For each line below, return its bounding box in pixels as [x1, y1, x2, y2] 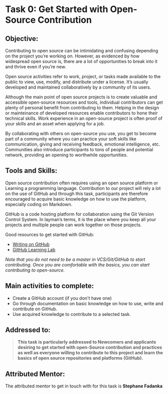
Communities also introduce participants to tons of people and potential [5, 147, 153, 152]
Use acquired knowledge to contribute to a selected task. [12, 311, 131, 317]
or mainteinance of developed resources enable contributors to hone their [5, 110, 158, 116]
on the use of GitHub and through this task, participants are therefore [5, 190, 148, 196]
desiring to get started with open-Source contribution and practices [17, 344, 162, 351]
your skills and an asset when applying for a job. [5, 121, 105, 126]
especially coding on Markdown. [5, 201, 73, 207]
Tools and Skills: [5, 166, 58, 175]
